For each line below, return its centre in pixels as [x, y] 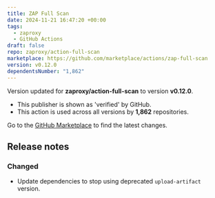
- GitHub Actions [38, 39]
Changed [23, 166]
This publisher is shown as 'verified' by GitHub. [84, 104]
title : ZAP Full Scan [38, 13]
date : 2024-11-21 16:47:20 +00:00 [57, 20]
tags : [15, 26]
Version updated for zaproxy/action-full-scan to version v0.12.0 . [100, 91]
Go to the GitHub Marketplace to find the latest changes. [87, 125]
